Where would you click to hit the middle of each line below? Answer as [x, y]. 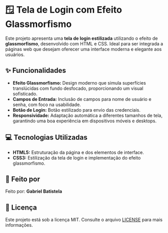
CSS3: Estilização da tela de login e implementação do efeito [77, 158]
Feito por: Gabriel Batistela [34, 191]
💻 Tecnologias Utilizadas [46, 137]
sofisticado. [25, 94]
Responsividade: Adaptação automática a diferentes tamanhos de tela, [88, 115]
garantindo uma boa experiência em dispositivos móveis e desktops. [85, 121]
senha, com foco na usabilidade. [47, 105]
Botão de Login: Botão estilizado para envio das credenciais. [77, 110]
